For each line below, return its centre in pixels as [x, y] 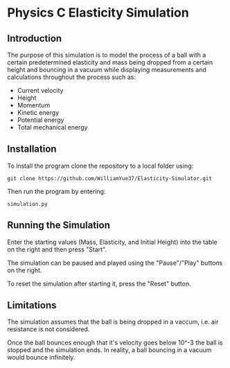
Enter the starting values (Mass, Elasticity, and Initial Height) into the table [112, 242]
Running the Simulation [59, 226]
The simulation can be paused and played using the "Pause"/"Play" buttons [115, 263]
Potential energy [41, 120]
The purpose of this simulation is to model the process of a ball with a [107, 55]
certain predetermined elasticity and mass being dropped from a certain [110, 62]
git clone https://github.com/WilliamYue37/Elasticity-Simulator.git [110, 178]
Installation [32, 149]
